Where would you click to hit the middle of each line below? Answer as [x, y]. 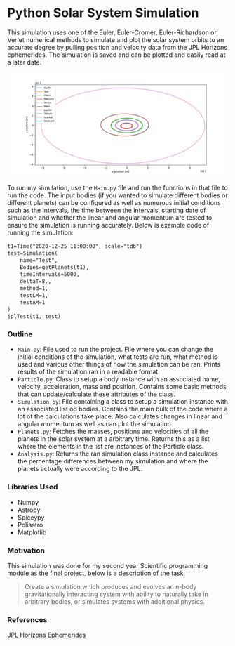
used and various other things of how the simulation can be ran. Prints [119, 364]
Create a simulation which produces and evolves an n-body [110, 587]
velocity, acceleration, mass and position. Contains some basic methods [122, 387]
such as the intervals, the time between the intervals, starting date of [107, 210]
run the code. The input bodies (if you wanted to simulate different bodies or [117, 195]
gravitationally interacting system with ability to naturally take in [116, 594]
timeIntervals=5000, [50, 275]
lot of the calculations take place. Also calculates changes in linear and [120, 416]
